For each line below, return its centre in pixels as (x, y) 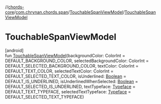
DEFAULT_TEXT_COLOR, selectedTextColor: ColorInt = (59, 71)
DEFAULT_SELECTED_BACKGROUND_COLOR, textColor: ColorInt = (72, 66)
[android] (14, 50)
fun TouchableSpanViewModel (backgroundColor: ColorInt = (65, 55)
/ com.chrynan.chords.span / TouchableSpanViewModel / (69, 12)
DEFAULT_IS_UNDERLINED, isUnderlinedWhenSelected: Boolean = (72, 81)
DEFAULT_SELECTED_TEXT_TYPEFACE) (45, 97)
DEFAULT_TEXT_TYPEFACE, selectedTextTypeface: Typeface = (68, 91)
